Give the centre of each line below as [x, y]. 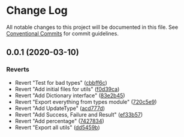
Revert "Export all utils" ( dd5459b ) [57, 127]
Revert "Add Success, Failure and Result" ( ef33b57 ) [79, 114]
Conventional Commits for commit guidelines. [62, 33]
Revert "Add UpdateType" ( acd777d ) [60, 108]
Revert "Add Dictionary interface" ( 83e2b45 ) [70, 95]
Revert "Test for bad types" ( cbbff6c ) [61, 82]
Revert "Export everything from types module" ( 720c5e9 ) [86, 102]
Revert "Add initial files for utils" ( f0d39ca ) [67, 89]
